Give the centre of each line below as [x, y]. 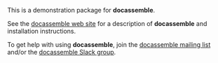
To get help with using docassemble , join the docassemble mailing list [109, 44]
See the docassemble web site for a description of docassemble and [107, 23]
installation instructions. [42, 31]
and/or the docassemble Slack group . [62, 52]
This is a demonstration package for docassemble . [81, 10]
